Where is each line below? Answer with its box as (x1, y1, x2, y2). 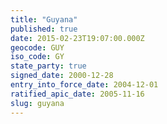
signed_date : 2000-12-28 (10, 71, 114, 81)
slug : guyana (10, 98, 65, 108)
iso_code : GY (10, 52, 65, 62)
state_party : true (10, 61, 87, 71)
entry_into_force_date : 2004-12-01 (10, 80, 159, 90)
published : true (10, 24, 78, 34)
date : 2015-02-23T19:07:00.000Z (10, 33, 145, 43)
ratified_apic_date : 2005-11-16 (10, 89, 145, 99)
